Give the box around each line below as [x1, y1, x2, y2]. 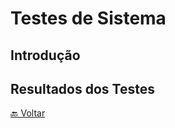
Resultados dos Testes [10, 80, 155, 97]
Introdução [10, 47, 81, 64]
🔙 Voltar [10, 107, 46, 119]
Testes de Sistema [10, 7, 167, 30]
